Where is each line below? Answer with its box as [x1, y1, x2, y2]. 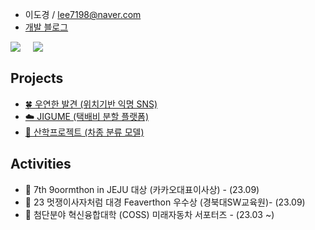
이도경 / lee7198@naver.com [24, 9, 142, 20]
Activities [10, 156, 72, 173]
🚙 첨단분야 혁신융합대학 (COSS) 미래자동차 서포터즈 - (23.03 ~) [24, 208, 275, 220]
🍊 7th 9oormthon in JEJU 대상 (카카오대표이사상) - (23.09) [24, 183, 260, 195]
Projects [10, 70, 64, 87]
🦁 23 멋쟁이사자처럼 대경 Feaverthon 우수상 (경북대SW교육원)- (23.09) [24, 196, 306, 208]
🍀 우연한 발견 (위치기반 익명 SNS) [24, 98, 158, 110]
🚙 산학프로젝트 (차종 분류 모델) [24, 126, 145, 138]
